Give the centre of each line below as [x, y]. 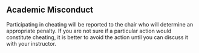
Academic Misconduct [50, 10]
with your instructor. [31, 43]
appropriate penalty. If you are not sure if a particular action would [89, 31]
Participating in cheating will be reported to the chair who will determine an [100, 24]
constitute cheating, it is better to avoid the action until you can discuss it [97, 37]
